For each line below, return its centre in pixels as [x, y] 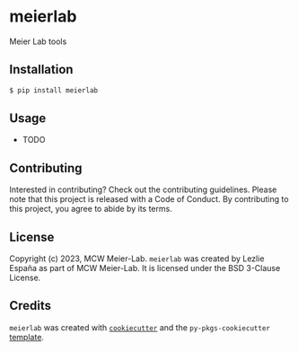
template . [27, 337]
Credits [31, 306]
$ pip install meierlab [54, 90]
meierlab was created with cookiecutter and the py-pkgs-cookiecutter [140, 327]
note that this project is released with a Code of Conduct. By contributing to [149, 199]
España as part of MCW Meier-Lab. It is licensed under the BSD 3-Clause [145, 268]
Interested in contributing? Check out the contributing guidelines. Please [143, 189]
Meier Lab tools [38, 41]
